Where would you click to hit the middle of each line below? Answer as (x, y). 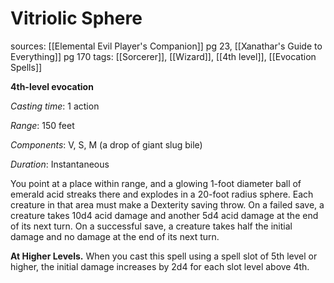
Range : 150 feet (42, 125)
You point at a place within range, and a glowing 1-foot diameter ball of (156, 183)
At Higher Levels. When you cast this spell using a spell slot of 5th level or (164, 256)
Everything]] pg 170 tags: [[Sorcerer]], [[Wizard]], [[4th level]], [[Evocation (163, 56)
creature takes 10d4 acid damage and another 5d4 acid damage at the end (164, 215)
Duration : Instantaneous (60, 164)
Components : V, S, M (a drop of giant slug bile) (106, 144)
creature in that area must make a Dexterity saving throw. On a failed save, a (167, 204)
